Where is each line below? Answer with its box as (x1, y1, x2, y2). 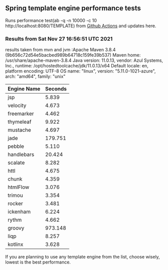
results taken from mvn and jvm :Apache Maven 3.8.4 (5, 47, 116, 53)
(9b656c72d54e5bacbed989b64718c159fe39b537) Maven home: (5, 52, 141, 58)
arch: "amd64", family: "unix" (5, 73, 66, 79)
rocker (8, 200, 24, 207)
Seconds (45, 85, 67, 93)
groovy (8, 225, 25, 232)
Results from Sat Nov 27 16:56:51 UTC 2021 (5, 35, 113, 42)
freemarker (8, 110, 34, 117)
